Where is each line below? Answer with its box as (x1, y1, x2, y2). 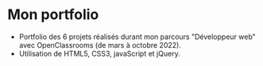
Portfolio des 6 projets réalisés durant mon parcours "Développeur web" (18, 32, 256, 41)
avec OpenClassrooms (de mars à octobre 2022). (18, 40, 182, 49)
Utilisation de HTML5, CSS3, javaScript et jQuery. (18, 49, 180, 58)
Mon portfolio (7, 6, 99, 24)
